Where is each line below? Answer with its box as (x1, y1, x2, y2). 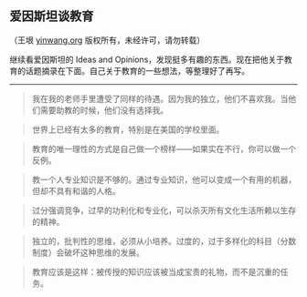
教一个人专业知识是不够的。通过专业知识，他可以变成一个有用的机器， (31, 174, 297, 185)
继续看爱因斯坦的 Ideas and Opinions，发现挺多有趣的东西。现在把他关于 (9, 54, 285, 65)
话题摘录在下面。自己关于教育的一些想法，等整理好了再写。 (25, 65, 249, 76)
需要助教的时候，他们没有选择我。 (39, 104, 169, 116)
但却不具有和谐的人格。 (31, 185, 121, 196)
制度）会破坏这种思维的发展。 (31, 247, 144, 258)
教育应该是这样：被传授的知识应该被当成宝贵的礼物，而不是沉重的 (31, 266, 281, 277)
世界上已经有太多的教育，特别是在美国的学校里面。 (31, 124, 225, 135)
